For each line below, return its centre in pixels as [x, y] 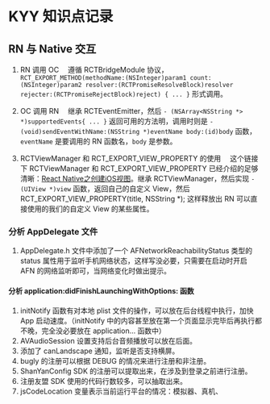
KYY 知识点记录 [61, 17]
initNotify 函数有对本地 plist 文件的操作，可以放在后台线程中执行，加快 [137, 310]
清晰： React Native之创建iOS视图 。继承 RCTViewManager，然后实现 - [137, 179]
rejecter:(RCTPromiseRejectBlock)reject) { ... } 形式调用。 [124, 94]
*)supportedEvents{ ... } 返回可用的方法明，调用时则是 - [116, 121]
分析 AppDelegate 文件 [53, 231]
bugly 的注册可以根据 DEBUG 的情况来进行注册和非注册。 [115, 360]
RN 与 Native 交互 [52, 49]
